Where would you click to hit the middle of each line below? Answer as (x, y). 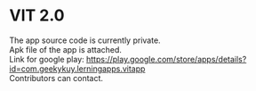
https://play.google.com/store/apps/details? (166, 59)
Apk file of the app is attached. (66, 49)
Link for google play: (47, 59)
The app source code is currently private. (85, 40)
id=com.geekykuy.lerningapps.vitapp (77, 69)
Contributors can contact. (56, 78)
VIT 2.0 (37, 16)
